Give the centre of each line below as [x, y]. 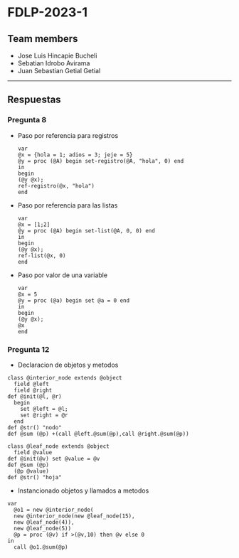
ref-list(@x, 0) [42, 256]
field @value [33, 452]
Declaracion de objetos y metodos [68, 365]
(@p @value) [32, 471]
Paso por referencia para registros [68, 135]
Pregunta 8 [27, 120]
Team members [43, 39]
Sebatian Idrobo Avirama [54, 63]
